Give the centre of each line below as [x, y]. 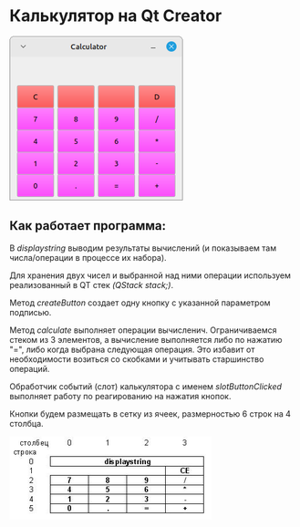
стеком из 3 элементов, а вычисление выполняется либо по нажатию [146, 339]
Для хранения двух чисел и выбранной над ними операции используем [150, 275]
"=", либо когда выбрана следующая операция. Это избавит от [132, 349]
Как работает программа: [88, 226]
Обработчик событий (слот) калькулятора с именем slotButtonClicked [146, 386]
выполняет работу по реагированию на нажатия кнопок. [120, 396]
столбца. [26, 423]
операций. [30, 368]
